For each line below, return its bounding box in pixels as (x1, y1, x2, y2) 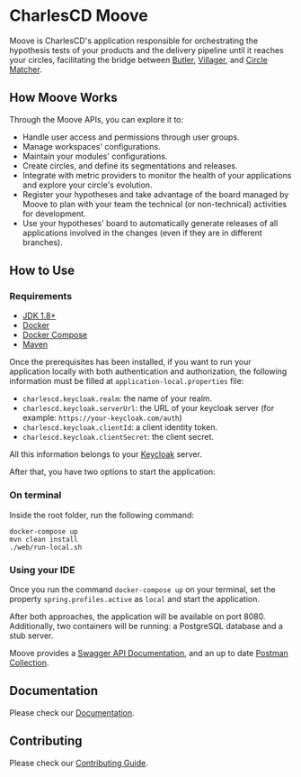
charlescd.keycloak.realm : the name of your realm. (22, 393, 213, 404)
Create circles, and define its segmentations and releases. (22, 160, 238, 171)
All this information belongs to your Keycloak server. (9, 449, 202, 460)
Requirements (9, 290, 73, 303)
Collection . (9, 657, 49, 668)
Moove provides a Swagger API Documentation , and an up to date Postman (9, 648, 289, 659)
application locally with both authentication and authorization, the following (9, 366, 288, 377)
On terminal (9, 489, 62, 501)
